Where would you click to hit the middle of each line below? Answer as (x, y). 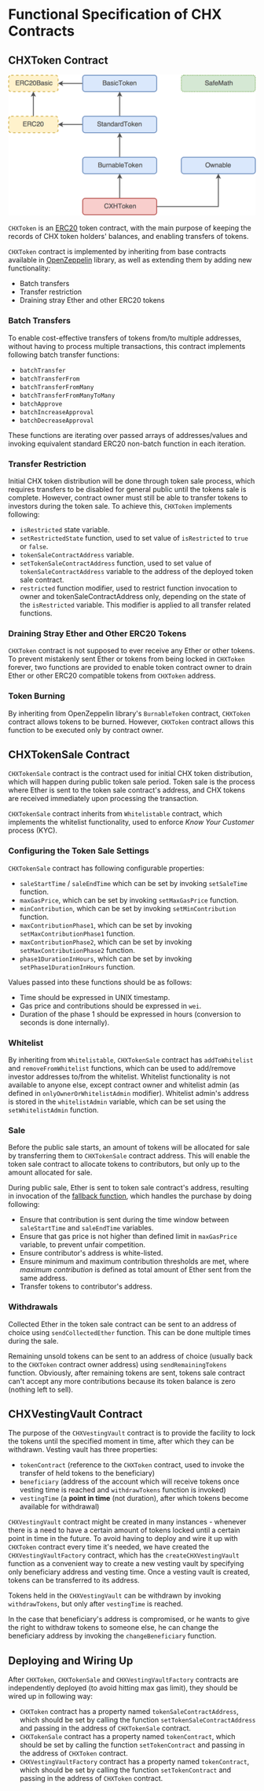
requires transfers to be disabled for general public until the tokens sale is (127, 490)
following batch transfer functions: (64, 355)
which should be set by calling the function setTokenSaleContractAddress (137, 1720)
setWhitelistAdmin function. (54, 1110)
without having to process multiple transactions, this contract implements (127, 346)
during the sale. (33, 1340)
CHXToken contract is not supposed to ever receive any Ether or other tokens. (132, 651)
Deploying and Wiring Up (71, 1660)
